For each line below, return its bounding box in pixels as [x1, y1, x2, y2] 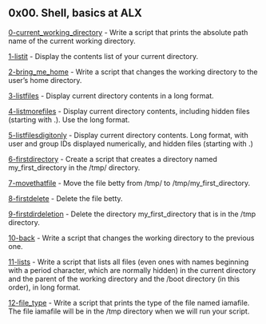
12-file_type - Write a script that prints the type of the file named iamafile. [8, 298, 250, 307]
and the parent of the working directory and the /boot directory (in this [8, 274, 240, 283]
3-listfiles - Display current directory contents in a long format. [8, 91, 214, 101]
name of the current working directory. [8, 36, 136, 45]
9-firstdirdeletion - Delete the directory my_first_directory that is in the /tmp [8, 209, 256, 219]
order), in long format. [8, 283, 81, 292]
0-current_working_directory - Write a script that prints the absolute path [8, 27, 248, 37]
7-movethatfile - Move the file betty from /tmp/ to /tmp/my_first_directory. [8, 178, 251, 188]
